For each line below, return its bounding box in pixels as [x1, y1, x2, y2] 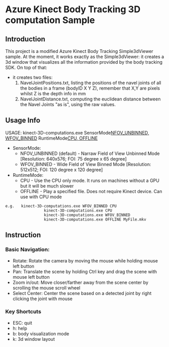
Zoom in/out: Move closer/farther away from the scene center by [12, 279, 149, 285]
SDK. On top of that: [5, 65, 47, 70]
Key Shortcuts [5, 308, 42, 315]
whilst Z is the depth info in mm [20, 91, 86, 96]
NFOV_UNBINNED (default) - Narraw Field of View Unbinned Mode [20, 150, 160, 156]
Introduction [5, 35, 46, 43]
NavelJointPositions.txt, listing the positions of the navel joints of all [20, 80, 161, 86]
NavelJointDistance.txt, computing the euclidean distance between [20, 96, 161, 102]
